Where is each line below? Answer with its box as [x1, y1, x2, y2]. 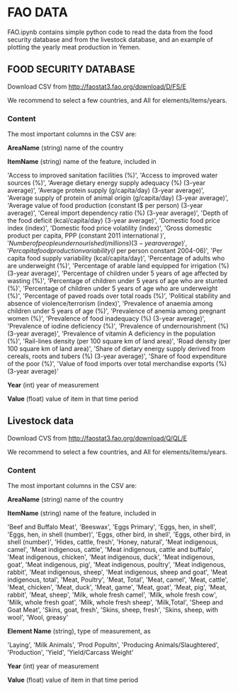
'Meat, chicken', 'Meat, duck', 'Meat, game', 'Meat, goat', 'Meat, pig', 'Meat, [7, 583, 227, 592]
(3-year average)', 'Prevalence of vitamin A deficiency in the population [7, 329, 216, 338]
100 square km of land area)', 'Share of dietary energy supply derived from [7, 345, 225, 353]
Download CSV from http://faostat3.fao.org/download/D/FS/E [7, 82, 186, 91]
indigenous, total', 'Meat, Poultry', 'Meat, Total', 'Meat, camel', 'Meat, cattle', [7, 575, 229, 584]
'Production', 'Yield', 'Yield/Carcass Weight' [7, 648, 134, 657]
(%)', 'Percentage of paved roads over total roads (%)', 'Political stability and [7, 292, 231, 300]
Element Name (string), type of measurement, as [7, 627, 151, 636]
